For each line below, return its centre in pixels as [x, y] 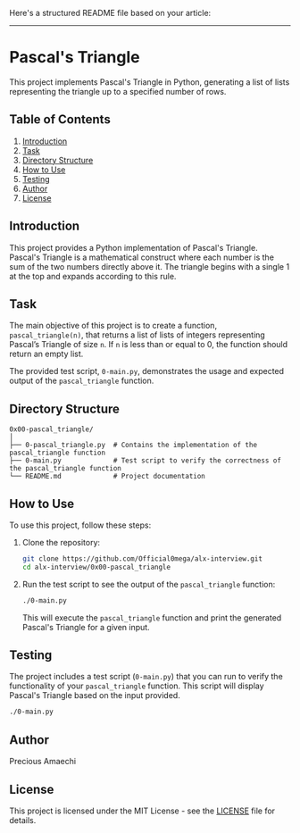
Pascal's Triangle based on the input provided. [95, 696]
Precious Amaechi [43, 762]
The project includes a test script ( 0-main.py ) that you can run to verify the [146, 677]
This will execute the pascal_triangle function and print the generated [152, 617]
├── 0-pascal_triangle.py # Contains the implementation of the [133, 446]
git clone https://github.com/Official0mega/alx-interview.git [142, 559]
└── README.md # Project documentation [107, 477]
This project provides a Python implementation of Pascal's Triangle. [133, 247]
